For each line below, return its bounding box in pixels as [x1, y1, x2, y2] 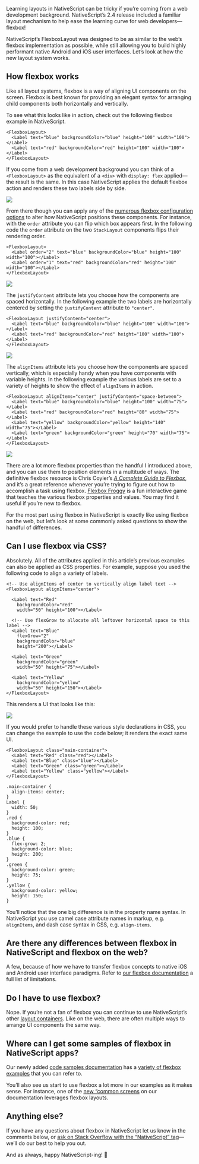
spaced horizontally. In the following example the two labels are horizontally [6, 298, 192, 305]
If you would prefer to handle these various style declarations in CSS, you [6, 723, 186, 730]
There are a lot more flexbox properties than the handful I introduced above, [6, 461, 192, 469]
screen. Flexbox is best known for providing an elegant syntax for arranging [6, 93, 192, 100]
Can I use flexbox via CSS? [6, 541, 107, 551]
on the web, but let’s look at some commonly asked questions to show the [6, 517, 187, 524]
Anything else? [6, 1111, 64, 1121]
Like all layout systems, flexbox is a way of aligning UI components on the [6, 87, 187, 94]
